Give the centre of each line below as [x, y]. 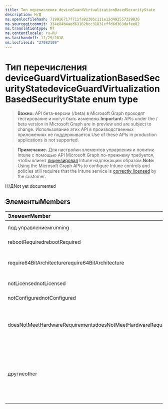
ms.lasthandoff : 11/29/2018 [34, 38]
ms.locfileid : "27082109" [32, 43]
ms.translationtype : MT [30, 29]
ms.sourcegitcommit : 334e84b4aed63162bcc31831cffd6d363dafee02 [72, 24]
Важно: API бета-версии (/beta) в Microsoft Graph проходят [81, 113]
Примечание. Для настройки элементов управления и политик [86, 150]
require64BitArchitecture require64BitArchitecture [66, 262]
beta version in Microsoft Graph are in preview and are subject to [84, 124]
